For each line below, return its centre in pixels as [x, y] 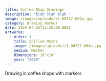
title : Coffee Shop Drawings [35, 10]
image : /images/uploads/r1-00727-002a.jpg [49, 19]
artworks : [15, 32]
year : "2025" [27, 60]
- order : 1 [21, 37]
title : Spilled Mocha [36, 41]
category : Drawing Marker [31, 23]
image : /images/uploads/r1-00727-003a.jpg [58, 46]
